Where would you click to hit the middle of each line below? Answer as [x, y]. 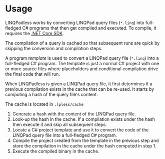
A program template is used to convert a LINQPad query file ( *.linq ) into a [82, 58]
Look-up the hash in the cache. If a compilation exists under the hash [83, 119]
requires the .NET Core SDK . [34, 33]
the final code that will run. [32, 74]
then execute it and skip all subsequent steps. [59, 124]
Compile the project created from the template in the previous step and [85, 140]
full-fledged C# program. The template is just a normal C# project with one [82, 63]
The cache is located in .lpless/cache [44, 104]
